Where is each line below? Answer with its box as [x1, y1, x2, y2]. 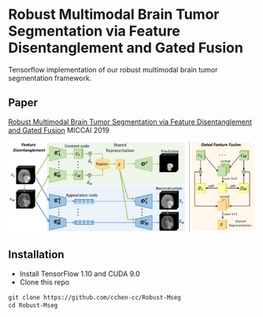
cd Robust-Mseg [8, 301, 58, 309]
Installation [8, 248, 65, 261]
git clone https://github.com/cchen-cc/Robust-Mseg [8, 293, 181, 301]
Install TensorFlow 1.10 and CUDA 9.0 [19, 269, 140, 278]
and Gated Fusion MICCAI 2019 [8, 125, 110, 135]
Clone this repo [19, 277, 69, 286]
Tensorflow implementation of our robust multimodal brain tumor [8, 65, 218, 74]
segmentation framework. [8, 73, 92, 83]
